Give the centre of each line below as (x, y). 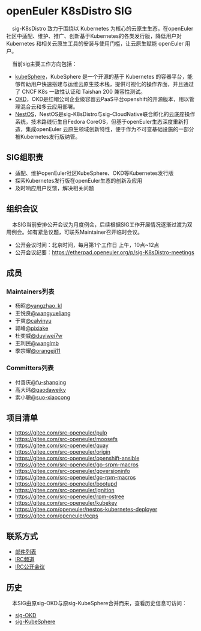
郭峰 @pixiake (31, 328)
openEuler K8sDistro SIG (69, 11)
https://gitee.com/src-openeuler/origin (63, 452)
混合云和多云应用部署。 (49, 106)
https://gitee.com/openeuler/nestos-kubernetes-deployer (86, 510)
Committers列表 (30, 368)
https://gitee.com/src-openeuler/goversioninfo (72, 471)
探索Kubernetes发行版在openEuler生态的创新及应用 (79, 180)
